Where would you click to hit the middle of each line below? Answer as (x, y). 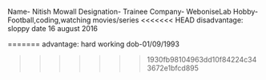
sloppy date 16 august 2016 (52, 28)
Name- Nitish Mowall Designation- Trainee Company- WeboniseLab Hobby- (133, 12)
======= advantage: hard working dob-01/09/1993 (93, 44)
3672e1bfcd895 (173, 68)
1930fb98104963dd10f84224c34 (202, 60)
